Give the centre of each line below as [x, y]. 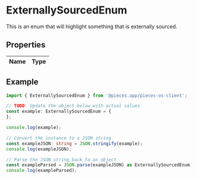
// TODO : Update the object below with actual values [73, 106]
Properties [26, 45]
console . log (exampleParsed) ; [42, 171]
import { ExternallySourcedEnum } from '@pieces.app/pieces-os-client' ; [97, 95]
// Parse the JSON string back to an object [61, 160]
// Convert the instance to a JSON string [59, 138]
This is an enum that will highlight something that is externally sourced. [92, 26]
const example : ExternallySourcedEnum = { [59, 112]
